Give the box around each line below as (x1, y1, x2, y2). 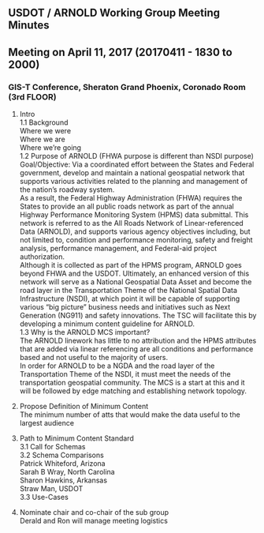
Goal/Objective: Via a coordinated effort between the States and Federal (19, 160, 255, 169)
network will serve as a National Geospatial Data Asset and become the (19, 277, 252, 287)
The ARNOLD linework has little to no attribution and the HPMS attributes (19, 336, 257, 346)
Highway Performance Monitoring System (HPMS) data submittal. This (19, 210, 249, 220)
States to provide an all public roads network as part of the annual (19, 201, 234, 212)
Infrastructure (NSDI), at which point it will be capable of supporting (19, 294, 240, 303)
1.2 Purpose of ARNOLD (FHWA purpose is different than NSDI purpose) (19, 152, 255, 161)
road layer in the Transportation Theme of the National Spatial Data (19, 286, 238, 295)
